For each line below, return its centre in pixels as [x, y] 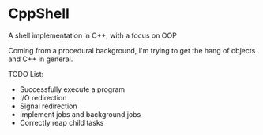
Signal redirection [48, 106]
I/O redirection [43, 97]
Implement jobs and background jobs [80, 114]
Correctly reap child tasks [62, 122]
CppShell [39, 14]
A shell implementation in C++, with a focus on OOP [93, 35]
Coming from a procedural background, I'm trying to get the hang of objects [132, 50]
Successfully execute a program [72, 89]
